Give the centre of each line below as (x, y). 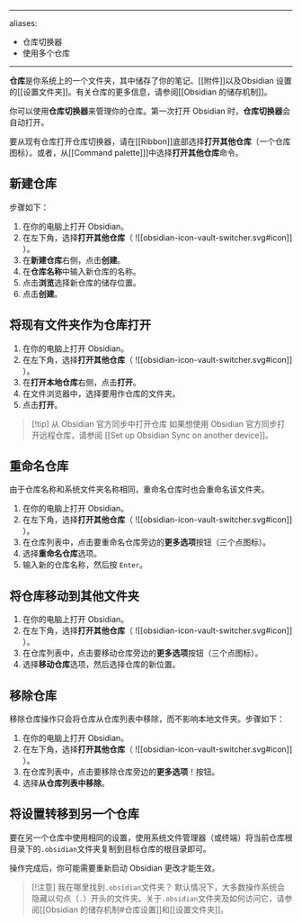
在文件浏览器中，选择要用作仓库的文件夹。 (101, 394)
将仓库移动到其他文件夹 (74, 596)
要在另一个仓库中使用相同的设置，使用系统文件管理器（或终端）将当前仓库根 (151, 837)
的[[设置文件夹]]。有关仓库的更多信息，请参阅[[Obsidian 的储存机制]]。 (141, 92)
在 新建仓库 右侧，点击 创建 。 (74, 260)
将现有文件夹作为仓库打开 (80, 325)
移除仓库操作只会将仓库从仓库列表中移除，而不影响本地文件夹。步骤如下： (147, 719)
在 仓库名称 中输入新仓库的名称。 (81, 271)
